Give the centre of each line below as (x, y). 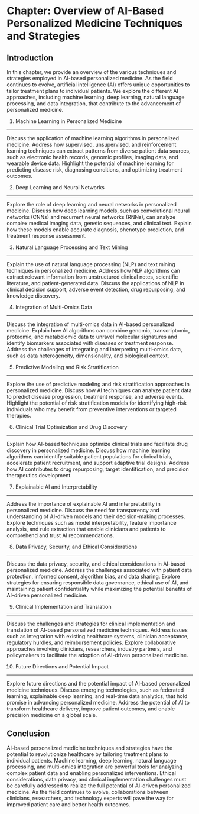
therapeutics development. (40, 475)
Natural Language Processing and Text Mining (71, 247)
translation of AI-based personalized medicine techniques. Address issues (97, 630)
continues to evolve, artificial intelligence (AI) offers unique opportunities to (98, 85)
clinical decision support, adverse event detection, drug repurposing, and (96, 289)
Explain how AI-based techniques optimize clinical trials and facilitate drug (97, 444)
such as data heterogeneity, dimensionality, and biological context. (88, 356)
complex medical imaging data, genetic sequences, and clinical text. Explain (99, 223)
